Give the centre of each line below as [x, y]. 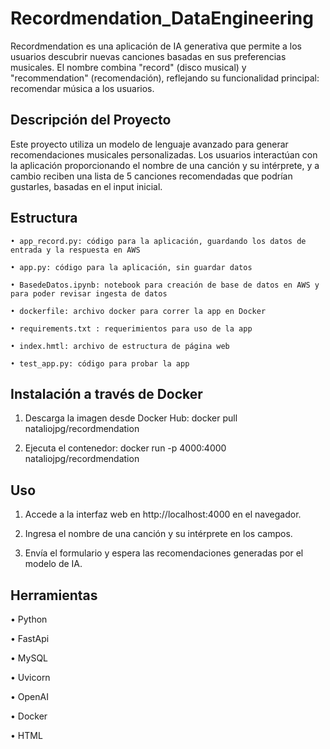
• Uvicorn [30, 677]
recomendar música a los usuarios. [82, 88]
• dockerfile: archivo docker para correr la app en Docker [138, 311]
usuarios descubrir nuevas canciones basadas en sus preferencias [148, 56]
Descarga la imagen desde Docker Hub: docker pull [131, 418]
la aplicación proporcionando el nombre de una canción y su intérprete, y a [165, 165]
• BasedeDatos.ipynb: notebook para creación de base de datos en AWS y [165, 285]
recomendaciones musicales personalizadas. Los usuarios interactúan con [164, 154]
